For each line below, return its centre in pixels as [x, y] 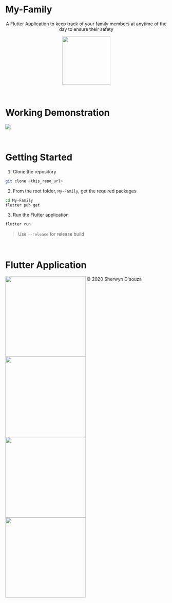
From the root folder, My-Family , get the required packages [75, 191]
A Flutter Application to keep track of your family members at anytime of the [86, 24]
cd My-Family [19, 200]
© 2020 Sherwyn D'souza [114, 279]
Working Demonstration [58, 113]
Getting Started [39, 157]
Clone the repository [34, 171]
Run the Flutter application [41, 215]
